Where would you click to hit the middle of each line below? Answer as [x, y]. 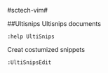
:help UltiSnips [31, 36]
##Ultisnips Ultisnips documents [54, 24]
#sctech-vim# [27, 10]
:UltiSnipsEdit [29, 62]
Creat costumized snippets [46, 49]
